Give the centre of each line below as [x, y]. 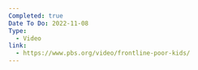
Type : [17, 31]
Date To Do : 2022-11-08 [49, 23]
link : [17, 46]
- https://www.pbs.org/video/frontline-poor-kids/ [103, 53]
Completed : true [36, 16]
